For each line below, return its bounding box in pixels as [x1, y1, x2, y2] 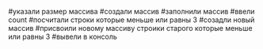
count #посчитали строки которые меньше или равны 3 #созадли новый [8, 15, 255, 24]
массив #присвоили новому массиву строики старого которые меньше [8, 24, 253, 32]
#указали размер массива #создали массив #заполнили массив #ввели [8, 7, 255, 16]
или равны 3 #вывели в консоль [8, 32, 117, 41]
